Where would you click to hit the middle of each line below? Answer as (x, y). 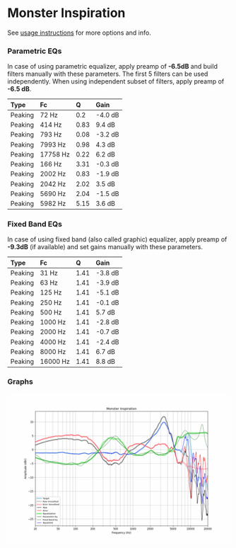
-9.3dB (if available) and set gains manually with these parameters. (105, 247)
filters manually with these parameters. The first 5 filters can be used (108, 74)
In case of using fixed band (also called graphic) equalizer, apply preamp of (117, 239)
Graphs (20, 382)
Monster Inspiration (66, 13)
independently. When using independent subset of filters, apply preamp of (116, 81)
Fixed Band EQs (35, 224)
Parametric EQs (35, 51)
